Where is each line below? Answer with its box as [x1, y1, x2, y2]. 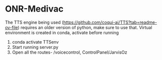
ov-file [5, 24, 18, 30]
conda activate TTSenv [12, 39, 59, 45]
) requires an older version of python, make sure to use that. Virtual [18, 24, 152, 30]
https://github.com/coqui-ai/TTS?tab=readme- [63, 19, 157, 25]
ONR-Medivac [5, 3, 64, 15]
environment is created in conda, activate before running [5, 30, 119, 35]
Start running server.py [12, 44, 58, 50]
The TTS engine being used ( [5, 19, 64, 25]
